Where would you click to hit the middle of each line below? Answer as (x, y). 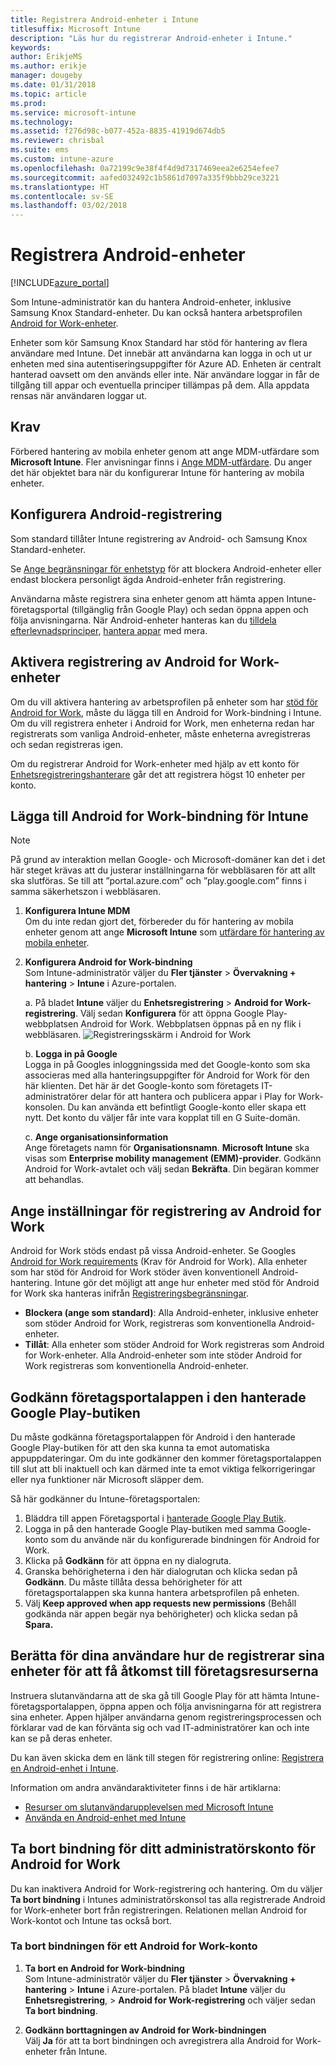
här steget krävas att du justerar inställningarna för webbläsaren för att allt (163, 870)
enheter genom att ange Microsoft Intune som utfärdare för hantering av (174, 932)
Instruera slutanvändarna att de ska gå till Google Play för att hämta (149, 1695)
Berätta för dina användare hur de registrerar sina (167, 1656)
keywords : (31, 47)
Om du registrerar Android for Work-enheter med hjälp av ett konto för (155, 763)
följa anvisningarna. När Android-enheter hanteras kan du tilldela (143, 620)
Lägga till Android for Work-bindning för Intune (159, 816)
